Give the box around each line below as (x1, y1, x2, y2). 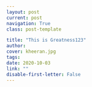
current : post (6, 15, 43, 21)
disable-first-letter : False (6, 71, 81, 77)
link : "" (6, 66, 29, 72)
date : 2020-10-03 (6, 59, 51, 66)
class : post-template (6, 26, 62, 32)
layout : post (6, 9, 40, 15)
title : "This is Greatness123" (6, 37, 86, 43)
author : (6, 43, 26, 49)
